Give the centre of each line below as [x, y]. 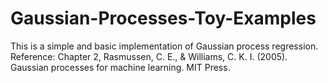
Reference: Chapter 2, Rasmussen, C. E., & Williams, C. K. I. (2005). [149, 56]
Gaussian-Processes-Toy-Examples [163, 18]
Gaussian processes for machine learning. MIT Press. [120, 67]
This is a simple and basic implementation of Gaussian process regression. [164, 46]
